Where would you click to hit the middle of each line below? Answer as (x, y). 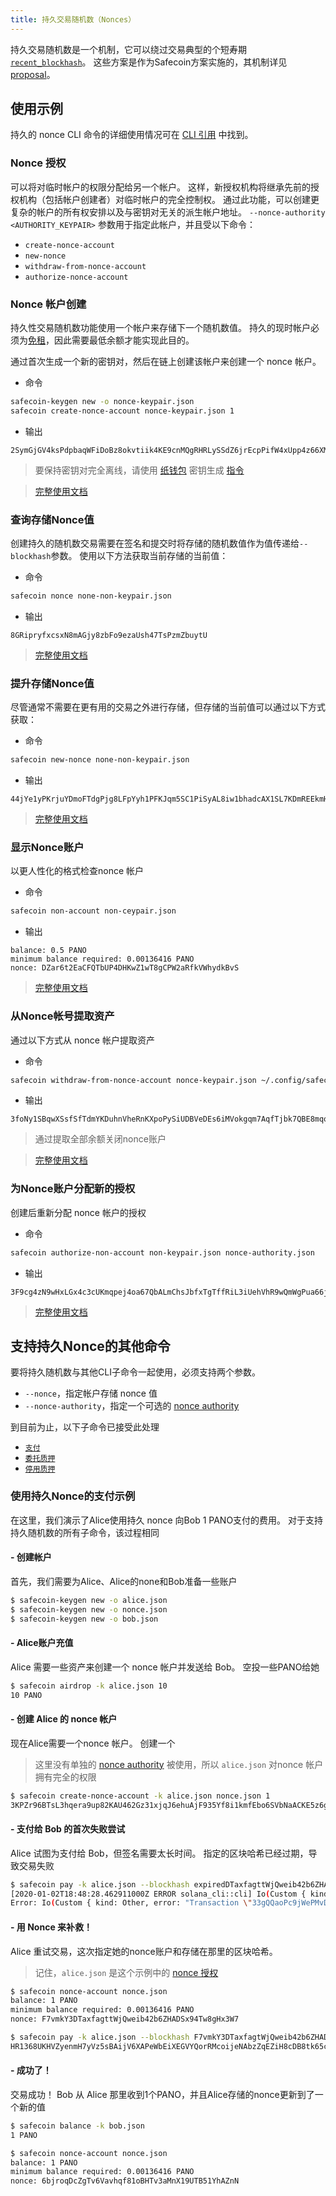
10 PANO (26, 1695)
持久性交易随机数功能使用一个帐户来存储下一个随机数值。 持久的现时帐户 (160, 328)
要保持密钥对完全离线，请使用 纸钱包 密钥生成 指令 (139, 470)
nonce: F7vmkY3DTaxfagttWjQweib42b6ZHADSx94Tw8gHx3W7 (125, 2019)
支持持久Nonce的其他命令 (90, 1346)
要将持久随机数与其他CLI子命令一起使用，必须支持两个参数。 (135, 1372)
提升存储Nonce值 (52, 683)
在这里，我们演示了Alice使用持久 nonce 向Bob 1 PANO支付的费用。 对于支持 (167, 1520)
